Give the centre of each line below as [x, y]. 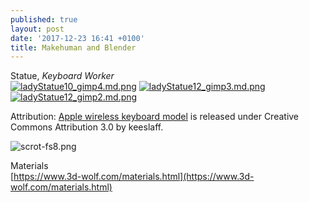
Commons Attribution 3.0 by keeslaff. [87, 127]
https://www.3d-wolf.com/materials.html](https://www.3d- [134, 177]
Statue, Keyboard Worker [62, 76]
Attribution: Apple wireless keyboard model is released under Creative [155, 117]
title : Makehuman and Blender [73, 47]
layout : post [37, 29]
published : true [44, 19]
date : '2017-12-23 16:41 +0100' [77, 38]
